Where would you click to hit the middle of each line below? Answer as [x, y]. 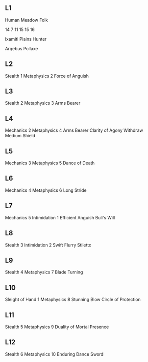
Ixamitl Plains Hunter [26, 39]
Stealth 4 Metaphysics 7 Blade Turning [44, 272]
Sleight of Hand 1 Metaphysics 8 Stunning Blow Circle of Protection [73, 300]
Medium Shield [20, 136]
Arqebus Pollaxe [22, 48]
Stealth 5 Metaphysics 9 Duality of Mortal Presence [57, 327]
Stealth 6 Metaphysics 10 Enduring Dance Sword [54, 354]
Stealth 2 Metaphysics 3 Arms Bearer [43, 103]
